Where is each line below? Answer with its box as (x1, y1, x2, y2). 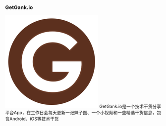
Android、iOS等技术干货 (9, 116, 59, 122)
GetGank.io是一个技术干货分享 (99, 103, 162, 110)
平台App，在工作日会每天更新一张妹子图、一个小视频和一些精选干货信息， (5, 110, 157, 116)
